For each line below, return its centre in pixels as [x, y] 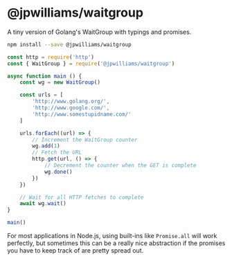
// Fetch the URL [57, 153]
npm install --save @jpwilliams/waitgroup [69, 44]
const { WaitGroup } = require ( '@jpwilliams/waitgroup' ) [91, 64]
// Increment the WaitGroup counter [85, 140]
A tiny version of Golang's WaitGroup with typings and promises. [99, 32]
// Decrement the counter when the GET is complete [120, 165]
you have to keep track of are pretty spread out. [75, 251]
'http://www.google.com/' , [71, 108]
